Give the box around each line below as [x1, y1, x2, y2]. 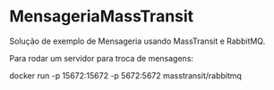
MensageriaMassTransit [9, 6, 194, 27]
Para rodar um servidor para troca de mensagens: [9, 53, 194, 63]
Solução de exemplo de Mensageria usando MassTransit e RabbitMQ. [9, 36, 266, 46]
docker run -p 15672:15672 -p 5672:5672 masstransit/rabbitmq [9, 70, 242, 81]
